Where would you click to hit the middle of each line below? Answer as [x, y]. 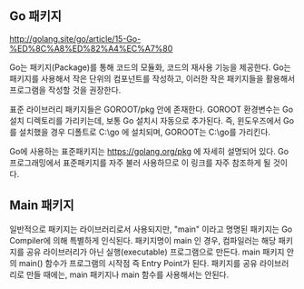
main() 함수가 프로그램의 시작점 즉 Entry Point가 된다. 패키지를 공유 [138, 263]
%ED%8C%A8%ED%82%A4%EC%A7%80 [91, 48]
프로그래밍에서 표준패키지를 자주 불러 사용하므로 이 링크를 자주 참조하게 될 [140, 163]
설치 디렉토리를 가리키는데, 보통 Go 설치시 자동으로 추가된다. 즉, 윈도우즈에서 [145, 120]
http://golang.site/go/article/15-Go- [75, 38]
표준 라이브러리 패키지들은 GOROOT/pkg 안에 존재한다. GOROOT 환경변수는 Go [151, 109]
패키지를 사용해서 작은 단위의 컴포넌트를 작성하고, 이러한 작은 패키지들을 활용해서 [152, 78]
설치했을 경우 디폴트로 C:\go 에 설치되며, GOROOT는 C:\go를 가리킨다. [144, 132]
